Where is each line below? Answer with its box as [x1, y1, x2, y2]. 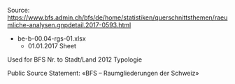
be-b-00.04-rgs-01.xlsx [17, 34, 86, 43]
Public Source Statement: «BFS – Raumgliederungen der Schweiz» [7, 69, 199, 77]
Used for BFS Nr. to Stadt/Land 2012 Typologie [7, 55, 142, 64]
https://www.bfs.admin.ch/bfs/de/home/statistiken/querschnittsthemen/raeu [7, 13, 228, 22]
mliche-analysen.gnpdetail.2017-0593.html [7, 21, 131, 29]
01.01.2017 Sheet [27, 42, 77, 50]
